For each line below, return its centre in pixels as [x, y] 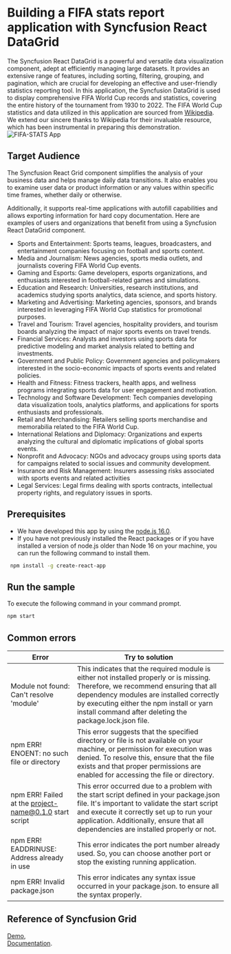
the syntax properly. [109, 895]
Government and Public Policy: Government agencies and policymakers [119, 361]
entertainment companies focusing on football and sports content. [111, 250]
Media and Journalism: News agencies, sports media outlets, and [110, 258]
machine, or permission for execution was [144, 748]
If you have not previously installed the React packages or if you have [115, 538]
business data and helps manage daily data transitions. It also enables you [112, 180]
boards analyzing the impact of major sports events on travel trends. [114, 331]
